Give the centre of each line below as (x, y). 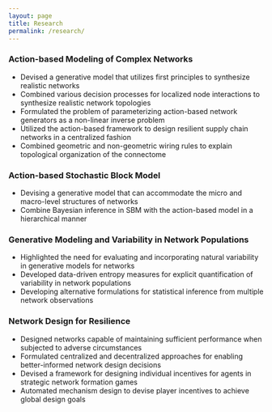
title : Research (36, 23)
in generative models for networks (77, 266)
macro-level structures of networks (79, 201)
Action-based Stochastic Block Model (84, 175)
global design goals (53, 399)
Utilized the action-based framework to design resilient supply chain (134, 128)
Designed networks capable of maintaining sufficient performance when (141, 339)
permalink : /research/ (47, 31)
